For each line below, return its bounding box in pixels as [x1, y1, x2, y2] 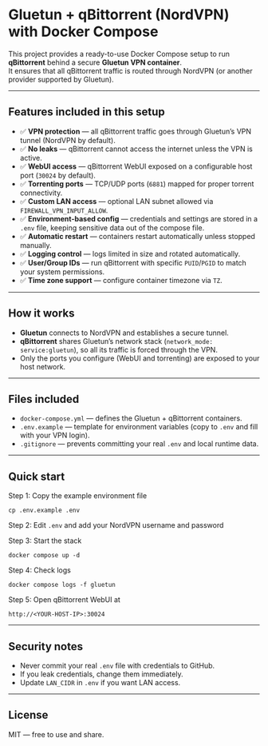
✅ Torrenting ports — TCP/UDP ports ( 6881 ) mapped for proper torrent [19, 178, 254, 189]
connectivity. [19, 188, 63, 197]
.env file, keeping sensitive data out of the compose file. [19, 222, 205, 233]
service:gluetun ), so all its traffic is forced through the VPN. [19, 345, 218, 354]
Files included [8, 392, 80, 405]
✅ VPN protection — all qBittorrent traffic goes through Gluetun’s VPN [19, 126, 252, 136]
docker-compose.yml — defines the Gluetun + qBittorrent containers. [19, 413, 242, 423]
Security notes [8, 640, 84, 653]
